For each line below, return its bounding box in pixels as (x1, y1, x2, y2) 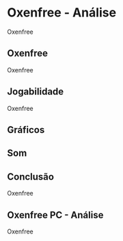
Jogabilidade (7, 86, 64, 98)
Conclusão (7, 171, 55, 182)
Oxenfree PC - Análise (7, 209, 104, 221)
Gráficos (7, 124, 45, 136)
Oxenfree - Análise (7, 5, 117, 21)
